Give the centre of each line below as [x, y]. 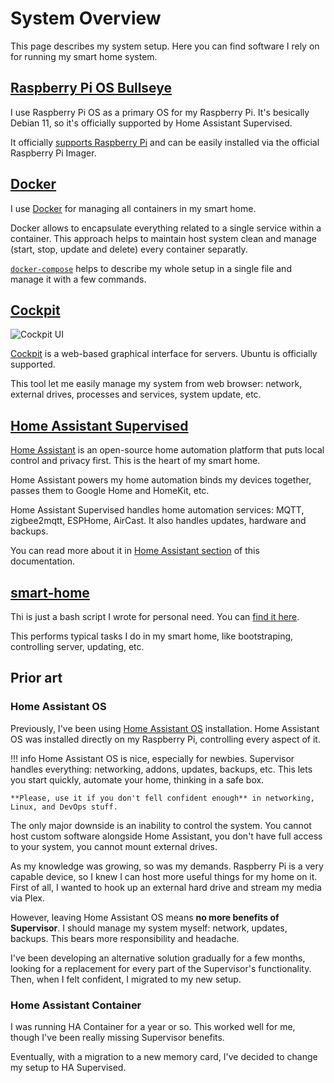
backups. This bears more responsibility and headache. [125, 938]
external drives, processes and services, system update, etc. [136, 394]
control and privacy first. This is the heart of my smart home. [135, 461]
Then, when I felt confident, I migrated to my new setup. [126, 979]
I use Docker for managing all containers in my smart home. [133, 208]
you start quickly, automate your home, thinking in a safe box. [137, 779]
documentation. [43, 561]
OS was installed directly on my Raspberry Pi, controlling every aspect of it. [165, 739]
